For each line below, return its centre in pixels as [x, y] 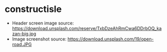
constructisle [33, 9]
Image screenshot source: [39, 39]
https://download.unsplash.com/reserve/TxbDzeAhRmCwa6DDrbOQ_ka [87, 28]
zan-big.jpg [24, 33]
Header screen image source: [43, 23]
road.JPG [22, 44]
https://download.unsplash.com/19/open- [110, 39]
